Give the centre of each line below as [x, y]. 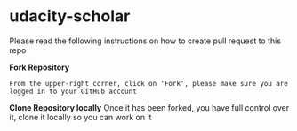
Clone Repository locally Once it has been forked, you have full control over [149, 107]
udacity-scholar [70, 16]
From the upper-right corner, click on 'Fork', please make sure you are [149, 83]
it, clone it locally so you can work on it [80, 117]
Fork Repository [40, 67]
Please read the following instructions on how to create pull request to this [145, 41]
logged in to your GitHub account [73, 91]
